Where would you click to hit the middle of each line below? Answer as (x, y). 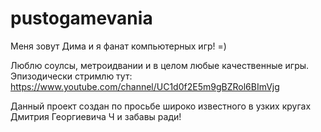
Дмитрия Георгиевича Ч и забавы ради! (96, 116)
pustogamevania (81, 18)
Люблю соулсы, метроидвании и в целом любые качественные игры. (160, 65)
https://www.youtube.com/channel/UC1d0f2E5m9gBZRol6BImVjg (145, 86)
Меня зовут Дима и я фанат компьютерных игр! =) (118, 46)
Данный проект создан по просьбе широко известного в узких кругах (161, 106)
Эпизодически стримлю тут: (71, 76)
